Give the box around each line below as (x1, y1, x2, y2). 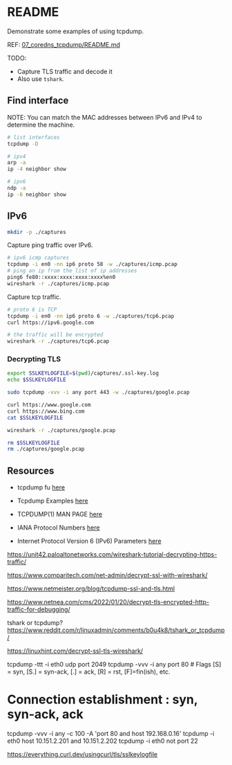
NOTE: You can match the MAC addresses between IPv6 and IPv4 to (7, 113, 202, 121)
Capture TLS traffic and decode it (17, 67, 113, 75)
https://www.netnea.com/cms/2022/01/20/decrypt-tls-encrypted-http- (7, 598, 209, 606)
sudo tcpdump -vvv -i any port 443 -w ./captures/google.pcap (7, 389, 190, 396)
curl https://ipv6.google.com (7, 319, 95, 326)
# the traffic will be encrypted (7, 332, 104, 339)
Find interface (7, 95, 69, 107)
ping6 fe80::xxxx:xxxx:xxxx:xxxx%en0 (7, 274, 116, 281)
